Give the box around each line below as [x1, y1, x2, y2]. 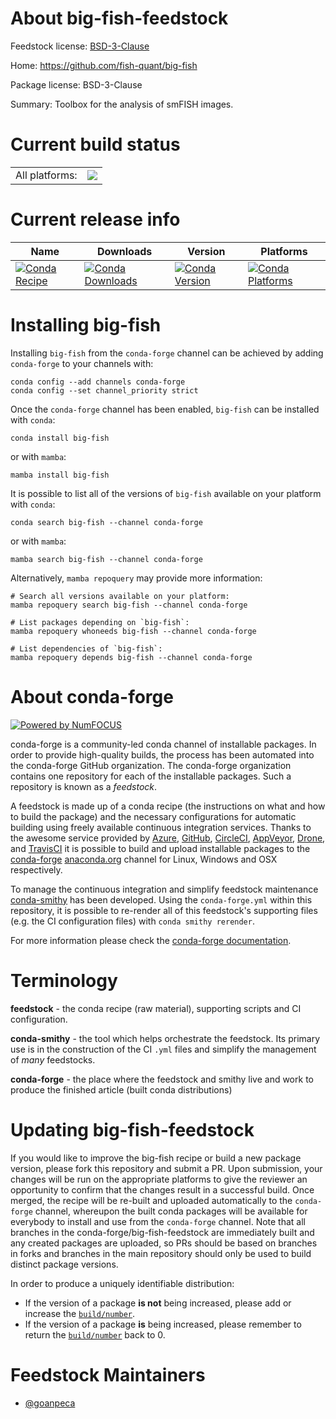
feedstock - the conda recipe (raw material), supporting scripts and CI [10, 1002, 302, 1014]
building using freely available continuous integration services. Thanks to [10, 821, 312, 833]
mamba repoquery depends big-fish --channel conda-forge [10, 652, 253, 662]
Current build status [10, 133, 181, 156]
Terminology [10, 969, 118, 992]
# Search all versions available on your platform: [10, 591, 230, 601]
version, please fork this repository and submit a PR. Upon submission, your [10, 1162, 323, 1174]
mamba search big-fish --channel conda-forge [10, 554, 203, 564]
